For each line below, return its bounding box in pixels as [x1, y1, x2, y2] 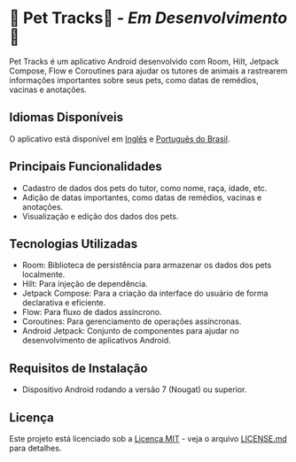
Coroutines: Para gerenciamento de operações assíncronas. [21, 316, 242, 327]
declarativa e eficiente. [21, 297, 106, 308]
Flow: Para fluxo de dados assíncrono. [21, 307, 162, 318]
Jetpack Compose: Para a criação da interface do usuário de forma [21, 288, 269, 299]
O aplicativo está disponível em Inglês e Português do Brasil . [9, 133, 230, 144]
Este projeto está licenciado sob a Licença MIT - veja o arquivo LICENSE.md [9, 434, 288, 443]
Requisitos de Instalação [9, 360, 148, 375]
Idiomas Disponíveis [9, 110, 124, 125]
